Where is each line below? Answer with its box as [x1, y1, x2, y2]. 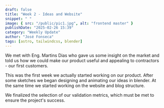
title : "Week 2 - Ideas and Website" [5, 12, 83, 17]
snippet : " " [5, 16, 32, 21]
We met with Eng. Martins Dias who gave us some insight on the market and [5, 52, 160, 58]
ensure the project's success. [5, 97, 66, 103]
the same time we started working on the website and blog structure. [5, 83, 145, 88]
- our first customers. [5, 63, 48, 68]
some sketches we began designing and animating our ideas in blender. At [5, 77, 156, 83]
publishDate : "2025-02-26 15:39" [5, 25, 74, 30]
